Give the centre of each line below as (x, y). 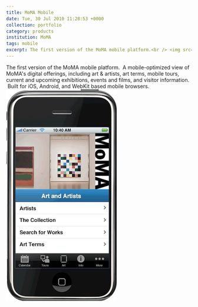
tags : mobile (22, 44)
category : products (30, 31)
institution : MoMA (29, 37)
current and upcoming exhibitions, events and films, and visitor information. (98, 80)
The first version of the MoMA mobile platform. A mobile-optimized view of (98, 67)
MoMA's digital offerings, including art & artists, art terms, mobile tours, (93, 73)
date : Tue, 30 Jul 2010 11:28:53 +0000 (55, 19)
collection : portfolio (34, 25)
